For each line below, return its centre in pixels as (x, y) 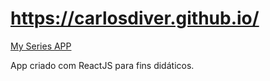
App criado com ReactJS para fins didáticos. (102, 65)
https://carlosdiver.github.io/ (135, 18)
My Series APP (41, 46)
